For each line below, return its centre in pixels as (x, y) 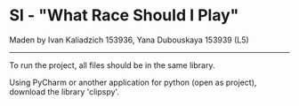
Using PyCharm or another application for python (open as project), (133, 82)
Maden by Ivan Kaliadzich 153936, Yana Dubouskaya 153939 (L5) (129, 40)
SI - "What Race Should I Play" (124, 15)
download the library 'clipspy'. (65, 91)
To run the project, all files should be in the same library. (112, 65)
